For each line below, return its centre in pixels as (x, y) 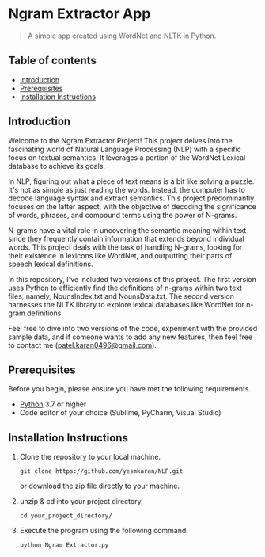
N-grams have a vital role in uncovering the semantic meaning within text (127, 230)
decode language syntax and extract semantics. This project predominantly (131, 198)
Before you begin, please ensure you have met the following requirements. (130, 389)
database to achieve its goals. (57, 166)
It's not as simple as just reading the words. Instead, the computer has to (127, 189)
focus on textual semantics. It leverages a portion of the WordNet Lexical (127, 157)
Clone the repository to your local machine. (90, 457)
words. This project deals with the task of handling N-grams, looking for (125, 247)
